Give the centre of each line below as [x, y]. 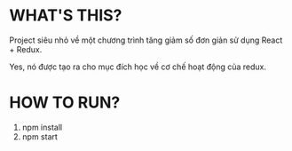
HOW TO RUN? [65, 103]
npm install [42, 127]
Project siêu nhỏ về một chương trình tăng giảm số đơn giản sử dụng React [146, 40]
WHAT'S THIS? [66, 16]
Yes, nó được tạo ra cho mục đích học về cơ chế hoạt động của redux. [138, 67]
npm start [39, 136]
